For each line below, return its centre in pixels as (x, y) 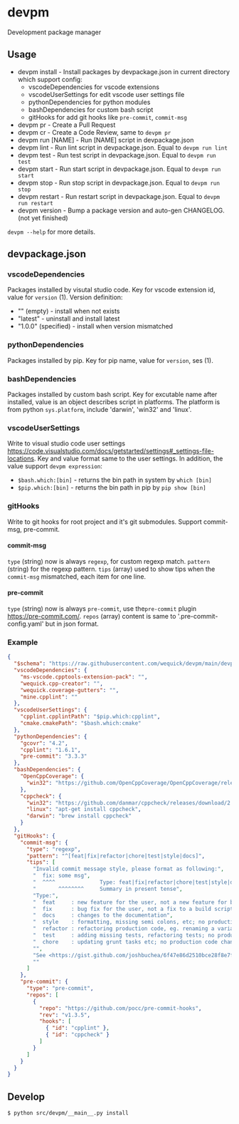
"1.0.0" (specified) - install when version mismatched (95, 326)
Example (23, 642)
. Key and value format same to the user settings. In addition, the (128, 459)
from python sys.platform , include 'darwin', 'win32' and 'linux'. (100, 410)
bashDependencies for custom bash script (91, 109)
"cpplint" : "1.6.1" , (51, 750)
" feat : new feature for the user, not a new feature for (130, 902)
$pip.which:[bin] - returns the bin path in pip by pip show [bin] (112, 488)
